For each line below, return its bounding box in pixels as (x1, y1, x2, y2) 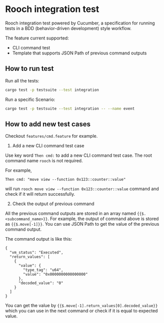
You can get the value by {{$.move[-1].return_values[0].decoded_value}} (5, 303, 158, 309)
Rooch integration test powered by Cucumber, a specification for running (5, 20, 156, 26)
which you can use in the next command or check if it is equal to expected (5, 308, 158, 314)
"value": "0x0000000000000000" (23, 272, 88, 277)
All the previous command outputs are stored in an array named (5, 211, 136, 217)
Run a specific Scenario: (5, 96, 55, 102)
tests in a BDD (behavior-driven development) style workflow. (5, 25, 132, 31)
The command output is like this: (5, 236, 72, 242)
